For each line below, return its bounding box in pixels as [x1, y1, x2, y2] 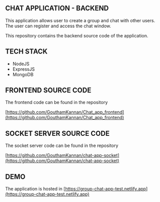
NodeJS [12, 61, 30, 67]
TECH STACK [5, 47, 48, 56]
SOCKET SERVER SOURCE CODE [5, 129, 110, 138]
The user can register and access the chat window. [5, 23, 112, 29]
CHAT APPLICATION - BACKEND [5, 4, 109, 13]
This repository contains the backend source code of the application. [5, 32, 148, 38]
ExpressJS [12, 66, 35, 72]
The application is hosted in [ [5, 186, 65, 192]
